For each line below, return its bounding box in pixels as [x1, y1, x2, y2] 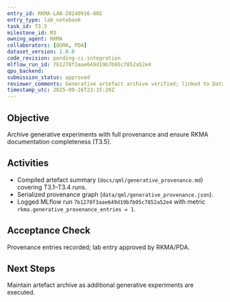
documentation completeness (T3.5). [7, 137, 112, 146]
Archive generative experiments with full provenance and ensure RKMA [7, 130, 209, 138]
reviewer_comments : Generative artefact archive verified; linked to [7, 80, 210, 87]
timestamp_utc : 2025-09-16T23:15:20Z [7, 86, 115, 93]
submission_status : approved [7, 73, 90, 81]
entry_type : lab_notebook [7, 16, 81, 23]
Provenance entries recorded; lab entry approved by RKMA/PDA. [7, 243, 190, 251]
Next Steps [7, 262, 55, 275]
